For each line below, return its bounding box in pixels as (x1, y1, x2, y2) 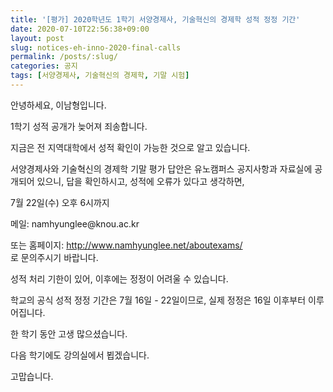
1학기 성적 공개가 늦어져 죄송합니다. (10, 120, 148, 132)
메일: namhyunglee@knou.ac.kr (10, 217, 140, 230)
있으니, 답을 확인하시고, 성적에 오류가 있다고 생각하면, (36, 175, 245, 187)
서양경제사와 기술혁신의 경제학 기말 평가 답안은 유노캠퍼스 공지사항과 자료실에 (10, 162, 313, 175)
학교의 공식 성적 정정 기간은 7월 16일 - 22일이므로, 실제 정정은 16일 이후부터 (10, 294, 307, 306)
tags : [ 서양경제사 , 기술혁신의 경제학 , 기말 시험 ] (10, 71, 190, 81)
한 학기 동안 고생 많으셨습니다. (10, 327, 128, 340)
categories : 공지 (10, 61, 78, 71)
